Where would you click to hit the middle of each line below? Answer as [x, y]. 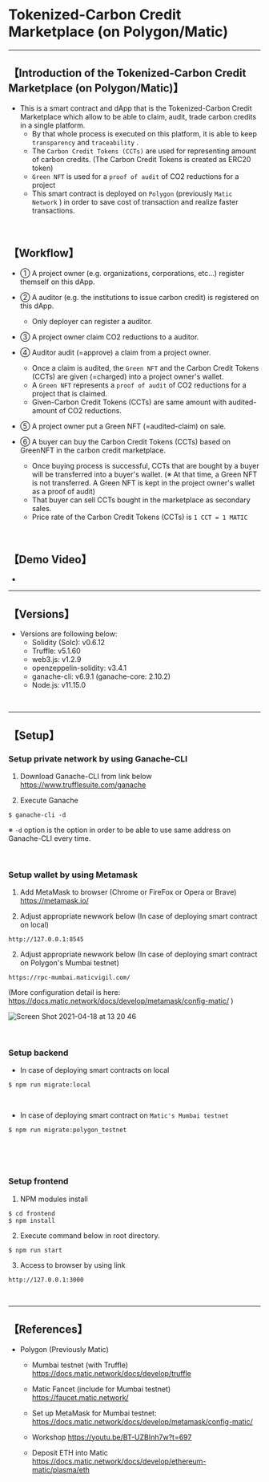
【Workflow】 [44, 253]
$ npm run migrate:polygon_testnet [68, 1130]
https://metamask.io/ [54, 901]
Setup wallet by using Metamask [73, 875]
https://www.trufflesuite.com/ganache [83, 785]
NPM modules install [54, 1199]
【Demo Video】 [50, 559]
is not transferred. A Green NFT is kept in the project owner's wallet [143, 482]
